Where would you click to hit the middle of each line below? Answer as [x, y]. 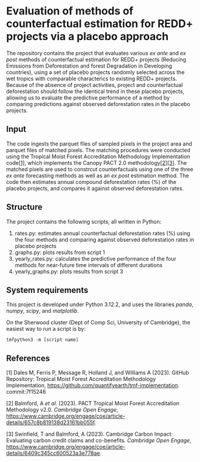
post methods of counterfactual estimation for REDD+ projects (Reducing [96, 59]
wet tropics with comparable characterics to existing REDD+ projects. [92, 78]
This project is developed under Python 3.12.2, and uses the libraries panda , [100, 304]
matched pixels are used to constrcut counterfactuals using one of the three [100, 169]
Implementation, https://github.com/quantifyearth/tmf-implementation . [93, 385]
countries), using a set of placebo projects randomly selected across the [96, 72]
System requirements [47, 290]
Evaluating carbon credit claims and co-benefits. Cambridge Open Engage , [99, 440]
